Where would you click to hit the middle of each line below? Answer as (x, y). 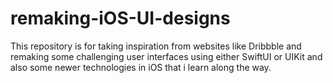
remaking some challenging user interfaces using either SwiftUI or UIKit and (166, 56)
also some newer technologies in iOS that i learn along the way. (141, 67)
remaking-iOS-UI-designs (120, 18)
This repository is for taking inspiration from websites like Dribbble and (156, 46)
